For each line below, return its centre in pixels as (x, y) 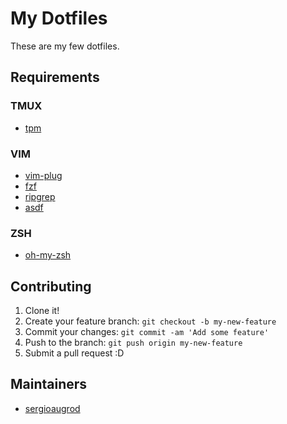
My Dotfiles (59, 18)
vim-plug (43, 175)
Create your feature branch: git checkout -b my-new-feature (150, 321)
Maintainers (49, 384)
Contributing (51, 286)
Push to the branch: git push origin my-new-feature (133, 343)
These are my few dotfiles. (65, 46)
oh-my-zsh (48, 255)
